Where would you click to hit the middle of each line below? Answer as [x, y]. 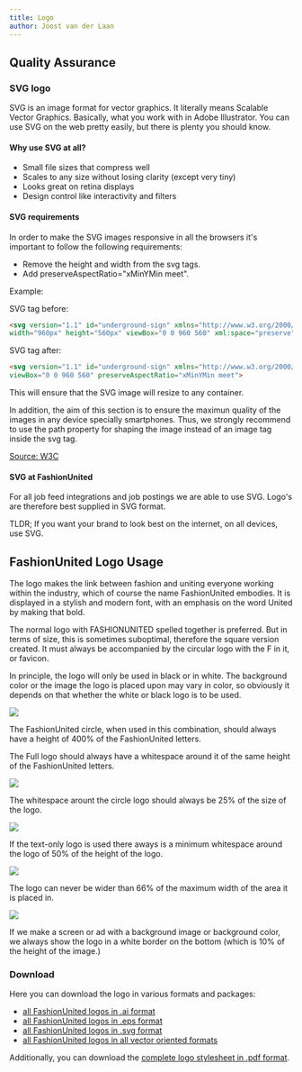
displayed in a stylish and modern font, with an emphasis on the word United [151, 603]
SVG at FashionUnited [51, 477]
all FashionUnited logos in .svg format [92, 1031]
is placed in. [31, 898]
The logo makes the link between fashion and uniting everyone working [142, 584]
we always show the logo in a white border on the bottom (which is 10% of [147, 941]
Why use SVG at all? [48, 147]
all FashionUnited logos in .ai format [89, 1012]
